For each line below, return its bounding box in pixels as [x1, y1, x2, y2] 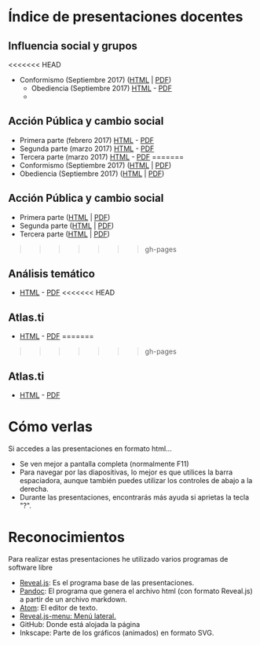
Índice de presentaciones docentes [8, 8, 244, 26]
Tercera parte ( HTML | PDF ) [19, 229, 110, 239]
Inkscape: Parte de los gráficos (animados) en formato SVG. [19, 628, 214, 637]
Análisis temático [8, 267, 96, 280]
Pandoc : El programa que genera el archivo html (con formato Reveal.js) [19, 586, 253, 596]
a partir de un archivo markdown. [19, 594, 127, 604]
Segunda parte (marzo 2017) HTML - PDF [19, 144, 155, 153]
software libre [8, 563, 53, 572]
